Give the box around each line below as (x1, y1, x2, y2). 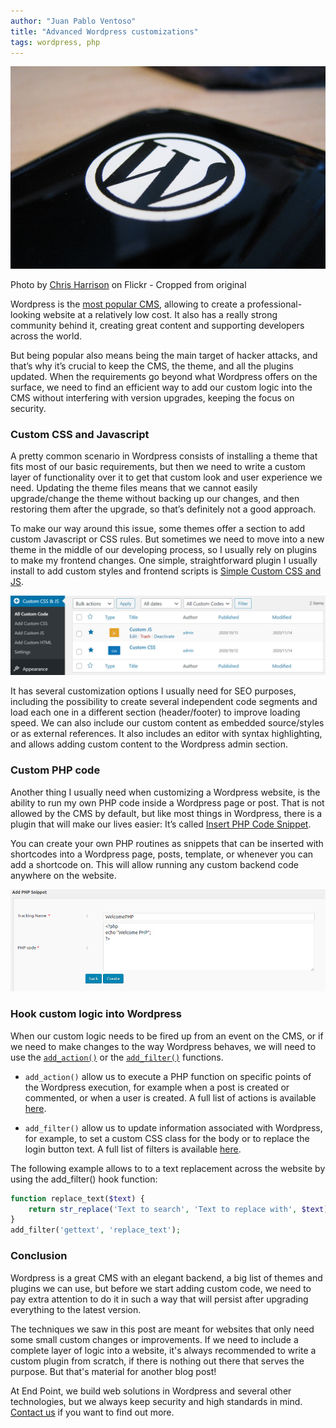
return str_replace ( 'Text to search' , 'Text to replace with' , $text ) (28, 1204, 329, 1214)
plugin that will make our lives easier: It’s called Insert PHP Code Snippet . (10, 818, 312, 830)
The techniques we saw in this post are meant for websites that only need (10, 1323, 315, 1335)
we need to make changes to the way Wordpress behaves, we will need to (10, 1040, 317, 1052)
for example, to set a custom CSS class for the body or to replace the (24, 1132, 310, 1144)
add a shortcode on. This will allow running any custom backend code (10, 858, 299, 870)
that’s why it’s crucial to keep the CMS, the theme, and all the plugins (10, 360, 294, 372)
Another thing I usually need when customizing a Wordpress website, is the (10, 786, 321, 798)
